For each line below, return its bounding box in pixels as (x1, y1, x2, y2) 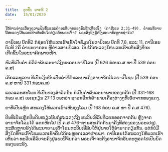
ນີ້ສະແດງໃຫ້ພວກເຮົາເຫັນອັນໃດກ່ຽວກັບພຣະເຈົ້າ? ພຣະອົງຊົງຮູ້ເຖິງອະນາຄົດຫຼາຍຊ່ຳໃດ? (5, 30, 134, 35)
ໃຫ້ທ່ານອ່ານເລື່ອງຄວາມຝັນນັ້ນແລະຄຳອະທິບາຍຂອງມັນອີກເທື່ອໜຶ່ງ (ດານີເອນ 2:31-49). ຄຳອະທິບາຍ (5, 26, 162, 31)
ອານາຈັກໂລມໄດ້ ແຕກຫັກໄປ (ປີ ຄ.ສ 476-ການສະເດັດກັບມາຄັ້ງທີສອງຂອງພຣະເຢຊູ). (5, 119, 157, 125)
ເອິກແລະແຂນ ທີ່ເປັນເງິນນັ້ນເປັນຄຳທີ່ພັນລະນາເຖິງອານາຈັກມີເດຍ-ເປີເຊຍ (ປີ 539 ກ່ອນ (5, 74, 158, 80)
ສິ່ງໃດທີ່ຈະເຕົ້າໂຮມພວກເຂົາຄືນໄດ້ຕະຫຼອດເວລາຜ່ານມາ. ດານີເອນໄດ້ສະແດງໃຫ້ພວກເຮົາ (5, 130, 163, 136)
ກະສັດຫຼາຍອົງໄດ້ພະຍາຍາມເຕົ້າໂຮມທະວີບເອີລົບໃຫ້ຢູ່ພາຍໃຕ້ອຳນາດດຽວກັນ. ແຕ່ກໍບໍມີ (5, 125, 159, 131)
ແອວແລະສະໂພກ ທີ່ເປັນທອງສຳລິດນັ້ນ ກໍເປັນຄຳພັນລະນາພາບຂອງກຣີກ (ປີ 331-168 (5, 89, 154, 95)
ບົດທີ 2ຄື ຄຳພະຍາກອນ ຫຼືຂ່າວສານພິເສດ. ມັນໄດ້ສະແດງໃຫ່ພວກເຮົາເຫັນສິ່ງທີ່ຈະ (5, 44, 150, 50)
